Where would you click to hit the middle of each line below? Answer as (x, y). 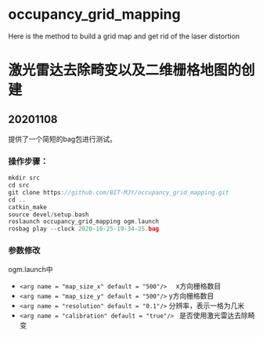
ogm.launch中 (31, 269)
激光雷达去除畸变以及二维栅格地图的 (125, 70)
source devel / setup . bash (49, 214)
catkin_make (27, 207)
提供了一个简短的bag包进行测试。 (63, 139)
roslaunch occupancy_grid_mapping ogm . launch (83, 222)
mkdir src (24, 178)
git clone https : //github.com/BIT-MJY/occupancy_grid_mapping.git (119, 192)
